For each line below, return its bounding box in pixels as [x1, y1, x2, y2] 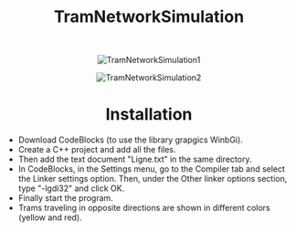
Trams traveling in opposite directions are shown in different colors [17, 202, 271, 213]
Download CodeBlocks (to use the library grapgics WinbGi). [17, 134, 244, 145]
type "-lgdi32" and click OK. [17, 183, 125, 194]
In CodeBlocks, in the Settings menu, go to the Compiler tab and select [17, 163, 286, 174]
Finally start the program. [17, 192, 114, 203]
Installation [105, 104, 193, 125]
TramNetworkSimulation [53, 6, 245, 27]
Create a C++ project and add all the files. [17, 143, 176, 154]
